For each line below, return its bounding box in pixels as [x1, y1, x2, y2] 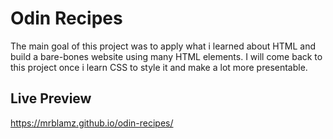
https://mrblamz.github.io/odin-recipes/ [10, 117, 174, 129]
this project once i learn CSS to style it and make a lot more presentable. [10, 61, 308, 73]
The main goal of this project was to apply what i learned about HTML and [10, 40, 316, 52]
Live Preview [10, 90, 92, 107]
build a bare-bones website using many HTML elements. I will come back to [10, 50, 323, 62]
